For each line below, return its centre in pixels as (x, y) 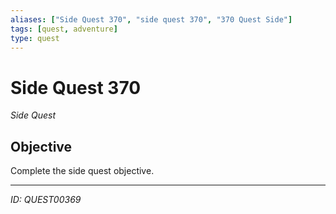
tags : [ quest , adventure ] (64, 29)
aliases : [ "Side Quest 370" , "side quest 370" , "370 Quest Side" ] (151, 19)
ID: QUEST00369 (46, 200)
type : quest (35, 38)
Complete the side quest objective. (82, 171)
